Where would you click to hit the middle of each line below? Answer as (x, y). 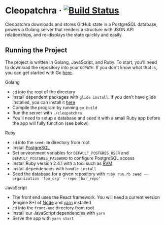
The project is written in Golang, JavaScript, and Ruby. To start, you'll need (81, 62)
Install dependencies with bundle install (54, 168)
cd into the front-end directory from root (53, 208)
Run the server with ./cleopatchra (47, 113)
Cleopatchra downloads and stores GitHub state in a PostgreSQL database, (82, 24)
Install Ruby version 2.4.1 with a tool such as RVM (62, 163)
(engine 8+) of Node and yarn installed (51, 202)
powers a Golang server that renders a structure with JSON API (69, 29)
